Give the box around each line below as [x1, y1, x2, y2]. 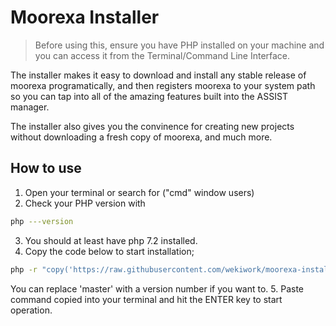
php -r [10, 264, 38, 275]
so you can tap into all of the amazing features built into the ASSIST [10, 90, 288, 102]
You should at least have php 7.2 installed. [24, 234, 198, 246]
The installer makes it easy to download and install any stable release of [10, 69, 307, 81]
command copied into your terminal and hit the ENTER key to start [10, 293, 283, 305]
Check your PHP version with [24, 197, 146, 209]
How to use [10, 160, 82, 177]
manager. [10, 101, 50, 113]
